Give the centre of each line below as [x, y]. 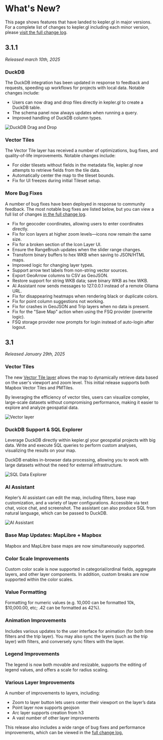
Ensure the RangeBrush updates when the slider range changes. [77, 249]
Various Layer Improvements [40, 682]
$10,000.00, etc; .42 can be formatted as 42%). [53, 608]
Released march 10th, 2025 [33, 59]
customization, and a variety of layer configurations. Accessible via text [77, 503]
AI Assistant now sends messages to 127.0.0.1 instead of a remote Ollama [85, 286]
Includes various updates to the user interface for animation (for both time [79, 631]
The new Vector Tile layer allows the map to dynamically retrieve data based [81, 377]
